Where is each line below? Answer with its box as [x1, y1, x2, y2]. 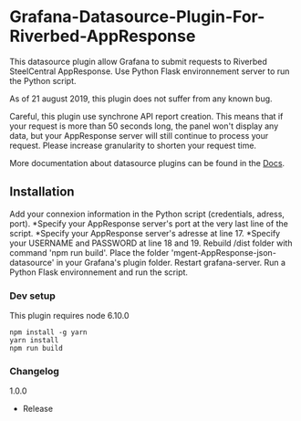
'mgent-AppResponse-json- [171, 247, 276, 258]
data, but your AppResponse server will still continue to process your [9, 130, 269, 141]
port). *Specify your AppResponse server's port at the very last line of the [9, 217, 289, 229]
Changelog [9, 364, 59, 377]
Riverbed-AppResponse [9, 26, 196, 47]
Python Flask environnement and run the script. [9, 267, 189, 278]
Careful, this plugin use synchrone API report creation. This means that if [9, 111, 284, 121]
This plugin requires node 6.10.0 [9, 310, 130, 321]
